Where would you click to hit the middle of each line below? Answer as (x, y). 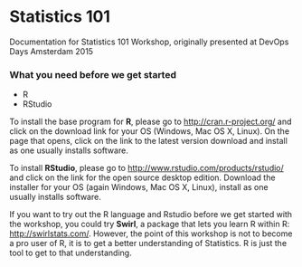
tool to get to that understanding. (71, 253)
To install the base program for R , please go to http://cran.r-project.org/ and (151, 122)
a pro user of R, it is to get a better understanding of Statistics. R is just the (148, 243)
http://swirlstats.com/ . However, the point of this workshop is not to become (151, 234)
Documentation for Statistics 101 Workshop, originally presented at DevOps (149, 42)
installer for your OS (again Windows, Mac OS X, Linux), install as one (139, 187)
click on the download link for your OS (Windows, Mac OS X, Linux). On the (150, 131)
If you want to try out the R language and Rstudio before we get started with (151, 215)
